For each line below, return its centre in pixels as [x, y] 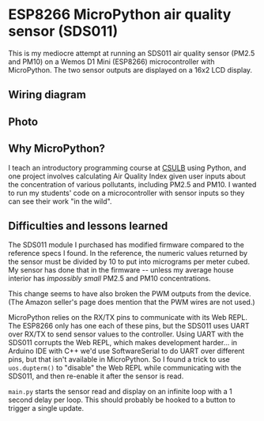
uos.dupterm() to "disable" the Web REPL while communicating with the [125, 368]
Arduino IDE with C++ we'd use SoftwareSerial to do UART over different [126, 351]
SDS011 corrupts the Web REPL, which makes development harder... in [123, 343]
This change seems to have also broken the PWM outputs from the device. [130, 294]
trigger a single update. [46, 408]
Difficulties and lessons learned [88, 226]
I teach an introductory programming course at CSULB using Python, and [127, 167]
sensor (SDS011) [63, 31]
